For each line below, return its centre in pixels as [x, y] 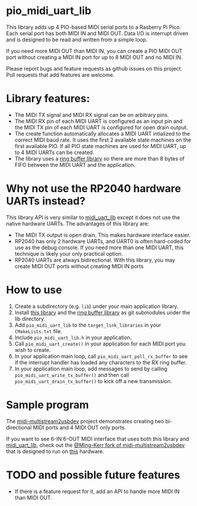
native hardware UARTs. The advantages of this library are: [78, 223]
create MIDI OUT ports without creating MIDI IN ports [79, 266]
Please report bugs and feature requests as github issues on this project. [94, 68]
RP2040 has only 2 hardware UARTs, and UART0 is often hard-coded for [103, 241]
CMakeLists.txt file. [39, 331]
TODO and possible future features [93, 475]
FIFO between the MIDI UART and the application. [75, 165]
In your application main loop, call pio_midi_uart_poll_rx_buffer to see [101, 356]
